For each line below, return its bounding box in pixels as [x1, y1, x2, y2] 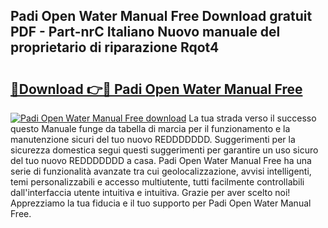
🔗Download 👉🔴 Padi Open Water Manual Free [10, 80, 303, 98]
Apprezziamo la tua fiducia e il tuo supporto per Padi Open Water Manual [10, 197, 312, 209]
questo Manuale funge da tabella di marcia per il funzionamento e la [10, 123, 291, 134]
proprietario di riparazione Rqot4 [10, 39, 220, 56]
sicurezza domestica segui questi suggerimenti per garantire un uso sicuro [10, 144, 319, 156]
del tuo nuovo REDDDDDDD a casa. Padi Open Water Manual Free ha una [10, 155, 312, 166]
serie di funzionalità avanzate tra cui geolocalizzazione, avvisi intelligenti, [10, 165, 312, 177]
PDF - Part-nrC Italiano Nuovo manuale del [10, 24, 281, 41]
